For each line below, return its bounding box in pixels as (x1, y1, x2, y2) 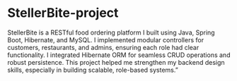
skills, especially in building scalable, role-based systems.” (7, 66, 178, 74)
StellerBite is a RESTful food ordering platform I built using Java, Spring (7, 28, 215, 37)
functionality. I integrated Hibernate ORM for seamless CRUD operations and (7, 51, 231, 59)
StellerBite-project (7, 5, 119, 21)
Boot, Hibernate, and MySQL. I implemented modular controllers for (7, 35, 204, 44)
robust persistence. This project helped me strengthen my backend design (7, 58, 225, 66)
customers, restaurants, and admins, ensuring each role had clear (7, 43, 200, 51)
